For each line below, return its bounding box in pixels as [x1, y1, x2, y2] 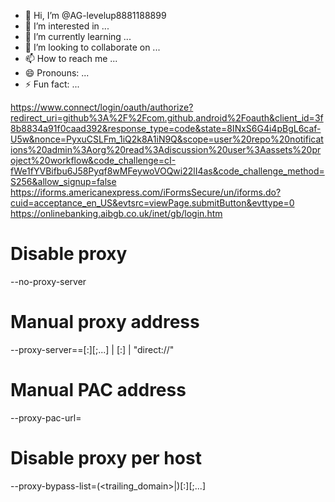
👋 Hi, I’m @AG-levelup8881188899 [24, 10, 167, 21]
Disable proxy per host [10, 447, 202, 469]
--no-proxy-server [10, 275, 87, 287]
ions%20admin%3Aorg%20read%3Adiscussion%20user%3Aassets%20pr [10, 144, 322, 155]
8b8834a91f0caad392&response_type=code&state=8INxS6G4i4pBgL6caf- [10, 123, 322, 134]
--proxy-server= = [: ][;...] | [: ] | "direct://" [10, 343, 175, 355]
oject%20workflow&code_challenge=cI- [10, 155, 177, 166]
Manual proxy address [10, 311, 200, 334]
